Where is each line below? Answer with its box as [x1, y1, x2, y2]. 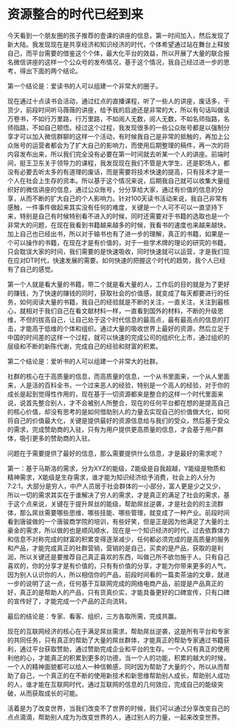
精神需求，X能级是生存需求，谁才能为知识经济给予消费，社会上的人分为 [7, 472, 216, 482]
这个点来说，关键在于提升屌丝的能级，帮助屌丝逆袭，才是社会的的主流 [13, 499, 217, 508]
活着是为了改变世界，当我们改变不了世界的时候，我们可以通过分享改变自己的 [7, 704, 230, 712]
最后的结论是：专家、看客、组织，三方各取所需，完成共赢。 [7, 612, 181, 620]
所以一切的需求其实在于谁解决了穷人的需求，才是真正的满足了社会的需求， [7, 490, 224, 499]
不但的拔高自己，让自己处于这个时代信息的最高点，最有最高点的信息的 [19, 315, 224, 324]
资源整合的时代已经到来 [7, 6, 144, 23]
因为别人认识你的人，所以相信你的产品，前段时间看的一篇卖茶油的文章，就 [7, 570, 224, 579]
